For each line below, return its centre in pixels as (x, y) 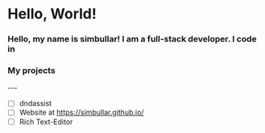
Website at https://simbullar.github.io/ (81, 112)
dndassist (35, 103)
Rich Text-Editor (46, 122)
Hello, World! (52, 14)
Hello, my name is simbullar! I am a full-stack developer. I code (132, 39)
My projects (31, 71)
